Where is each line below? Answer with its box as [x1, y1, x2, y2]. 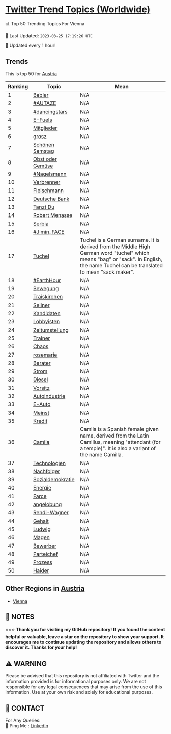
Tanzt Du [33, 203, 55, 210]
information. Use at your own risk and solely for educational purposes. [5, 689, 153, 695]
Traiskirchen [33, 293, 63, 300]
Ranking [8, 83, 28, 90]
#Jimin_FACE [33, 228, 65, 235]
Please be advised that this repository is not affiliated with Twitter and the [5, 673, 159, 679]
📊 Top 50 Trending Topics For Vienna [5, 20, 85, 26]
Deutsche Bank [33, 195, 70, 202]
